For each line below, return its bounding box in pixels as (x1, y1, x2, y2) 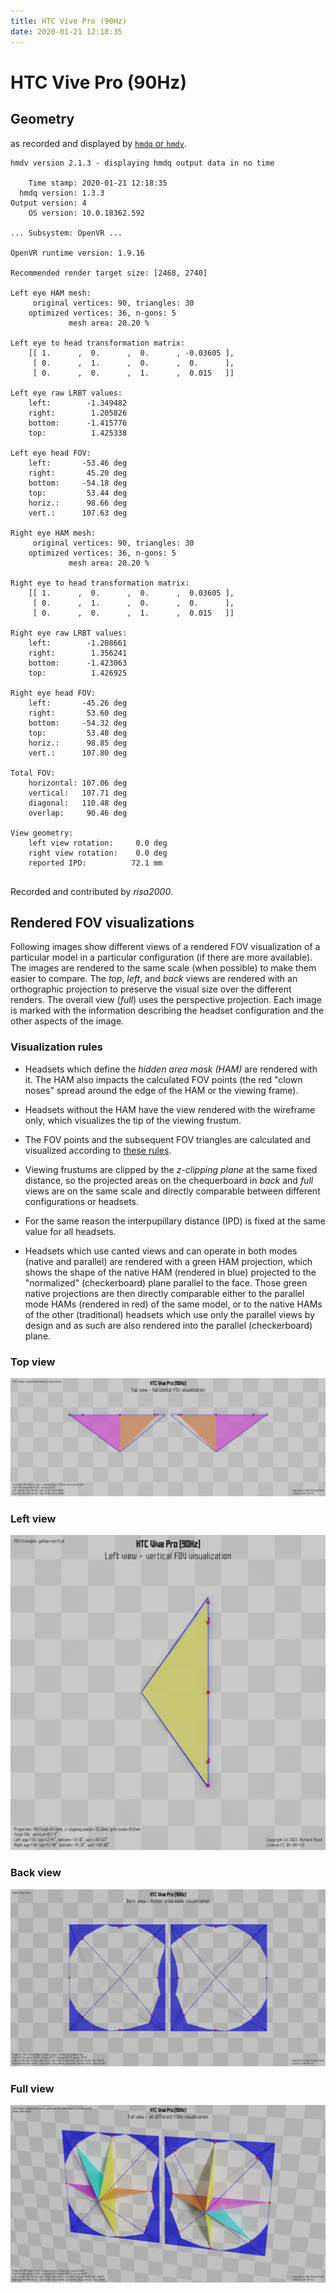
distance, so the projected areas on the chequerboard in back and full (24, 1174, 314, 1186)
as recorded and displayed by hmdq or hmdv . (10, 137, 187, 149)
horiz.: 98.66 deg (28, 498, 128, 508)
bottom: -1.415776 (28, 418, 128, 428)
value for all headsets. (24, 1225, 117, 1237)
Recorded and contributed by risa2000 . (10, 885, 174, 897)
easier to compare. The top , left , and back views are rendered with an (10, 973, 298, 985)
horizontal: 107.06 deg (28, 778, 128, 788)
